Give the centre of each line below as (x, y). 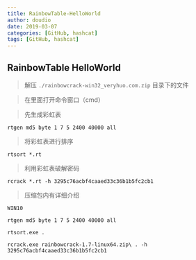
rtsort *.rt (24, 154)
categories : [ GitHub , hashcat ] (52, 33)
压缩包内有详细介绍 (52, 195)
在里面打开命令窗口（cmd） (64, 99)
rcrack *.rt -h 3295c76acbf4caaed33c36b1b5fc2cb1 (81, 181)
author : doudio (29, 20)
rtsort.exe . (26, 232)
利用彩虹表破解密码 (52, 168)
